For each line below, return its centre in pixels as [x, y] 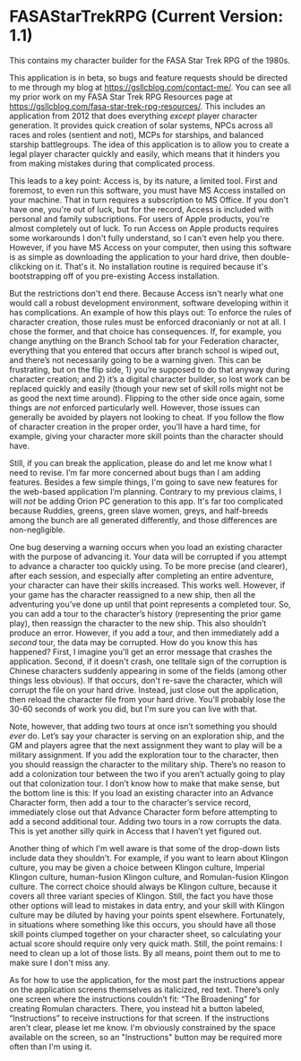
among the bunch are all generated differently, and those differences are [143, 520]
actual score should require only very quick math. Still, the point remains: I [146, 944]
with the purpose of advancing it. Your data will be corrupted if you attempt [148, 556]
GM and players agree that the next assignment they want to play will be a [146, 745]
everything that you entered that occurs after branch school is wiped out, [144, 350]
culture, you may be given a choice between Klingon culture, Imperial [138, 867]
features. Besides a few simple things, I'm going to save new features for [144, 482]
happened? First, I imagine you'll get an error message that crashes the [141, 651]
